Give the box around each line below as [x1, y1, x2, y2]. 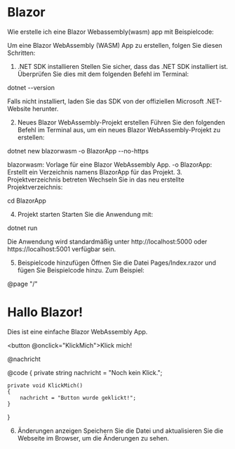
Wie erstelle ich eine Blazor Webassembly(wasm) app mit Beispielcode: [7, 27, 214, 36]
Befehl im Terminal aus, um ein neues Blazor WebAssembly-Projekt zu [17, 125, 221, 134]
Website [7, 104, 32, 113]
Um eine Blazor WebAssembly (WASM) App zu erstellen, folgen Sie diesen [7, 41, 222, 49]
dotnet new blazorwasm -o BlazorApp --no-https [7, 146, 149, 155]
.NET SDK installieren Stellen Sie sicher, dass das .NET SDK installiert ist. [17, 62, 228, 70]
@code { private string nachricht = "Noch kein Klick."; [7, 368, 163, 377]
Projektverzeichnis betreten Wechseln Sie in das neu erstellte [7, 175, 184, 184]
